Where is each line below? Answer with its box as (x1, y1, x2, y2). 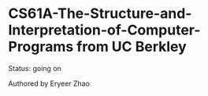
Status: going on (8, 63, 61, 73)
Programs (8, 38, 74, 55)
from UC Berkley (76, 38, 187, 55)
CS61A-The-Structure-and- (8, 5, 192, 23)
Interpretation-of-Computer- (8, 21, 201, 39)
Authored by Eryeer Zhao (8, 79, 91, 88)
